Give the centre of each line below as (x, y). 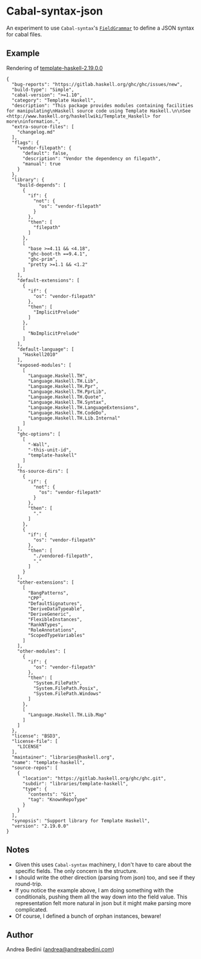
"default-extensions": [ (48, 280)
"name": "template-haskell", (48, 762)
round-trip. (28, 884)
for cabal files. (24, 34)
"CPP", (36, 598)
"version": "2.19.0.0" (40, 826)
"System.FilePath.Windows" (67, 694)
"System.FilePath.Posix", (66, 688)
